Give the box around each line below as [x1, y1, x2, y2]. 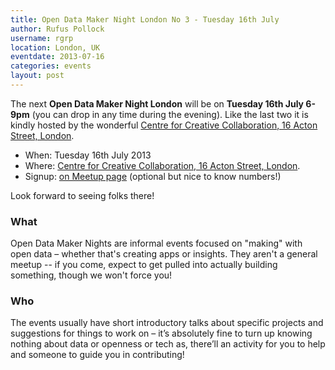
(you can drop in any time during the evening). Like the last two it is [31, 108, 309, 120]
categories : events [10, 61, 92, 71]
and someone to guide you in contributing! [10, 349, 185, 361]
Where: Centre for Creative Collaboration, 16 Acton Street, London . [24, 159, 301, 171]
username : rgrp [10, 33, 74, 43]
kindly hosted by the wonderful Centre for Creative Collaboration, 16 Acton [10, 119, 318, 131]
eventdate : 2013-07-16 [10, 52, 105, 62]
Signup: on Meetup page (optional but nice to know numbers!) [24, 170, 282, 182]
